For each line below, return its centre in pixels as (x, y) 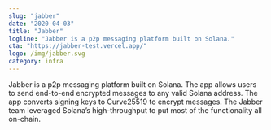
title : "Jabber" (36, 31)
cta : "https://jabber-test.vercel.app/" (78, 46)
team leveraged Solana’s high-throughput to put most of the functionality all (135, 110)
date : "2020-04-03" (42, 24)
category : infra (36, 62)
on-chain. (24, 119)
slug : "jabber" (34, 16)
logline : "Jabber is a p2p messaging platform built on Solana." (121, 39)
